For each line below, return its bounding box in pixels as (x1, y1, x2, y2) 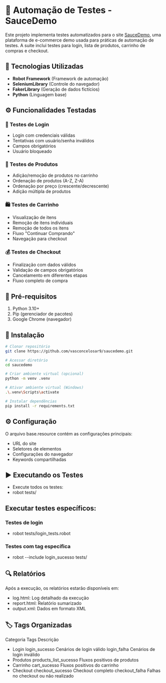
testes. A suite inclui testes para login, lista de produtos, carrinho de (5, 42, 145, 48)
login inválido (12, 651, 40, 657)
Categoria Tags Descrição (5, 636, 59, 642)
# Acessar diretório (5, 358, 48, 363)
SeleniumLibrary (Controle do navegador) (12, 81, 100, 87)
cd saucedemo (5, 362, 32, 367)
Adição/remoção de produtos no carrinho (12, 172, 98, 178)
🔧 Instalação (5, 331, 44, 339)
